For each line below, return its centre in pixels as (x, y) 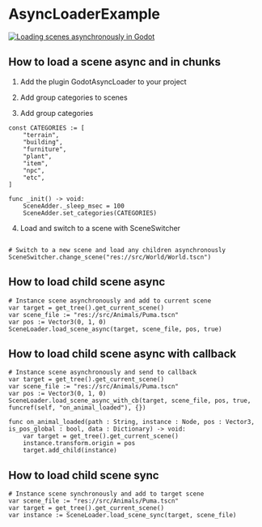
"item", (36, 163)
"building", (43, 142)
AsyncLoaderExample (84, 14)
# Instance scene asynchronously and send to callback (103, 373)
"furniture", (45, 149)
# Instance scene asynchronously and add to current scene (110, 301)
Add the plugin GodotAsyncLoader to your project (104, 81)
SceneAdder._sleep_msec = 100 (74, 206)
